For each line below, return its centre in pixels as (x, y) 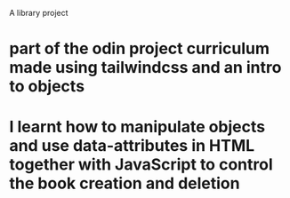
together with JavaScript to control (141, 165)
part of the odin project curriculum (139, 49)
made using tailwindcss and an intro (145, 68)
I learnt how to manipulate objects (137, 127)
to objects (47, 87)
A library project (39, 13)
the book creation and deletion (125, 183)
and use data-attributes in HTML (132, 146)
